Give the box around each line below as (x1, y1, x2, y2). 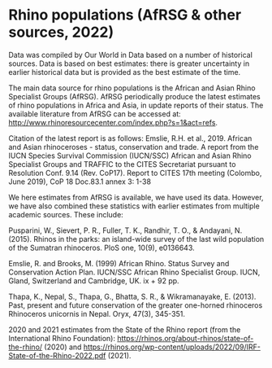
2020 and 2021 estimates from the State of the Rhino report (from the (8, 324, 241, 335)
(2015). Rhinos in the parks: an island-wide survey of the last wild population (8, 234, 265, 243)
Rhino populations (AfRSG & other (8, 6, 242, 24)
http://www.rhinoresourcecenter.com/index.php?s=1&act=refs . (8, 117, 218, 127)
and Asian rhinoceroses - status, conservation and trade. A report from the (8, 142, 259, 151)
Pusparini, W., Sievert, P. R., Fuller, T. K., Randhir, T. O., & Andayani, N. (8, 226, 243, 235)
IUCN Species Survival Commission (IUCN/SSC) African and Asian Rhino (8, 151, 252, 160)
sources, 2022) (8, 23, 114, 42)
